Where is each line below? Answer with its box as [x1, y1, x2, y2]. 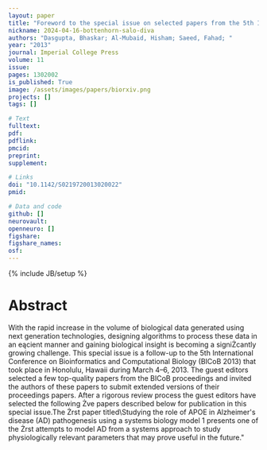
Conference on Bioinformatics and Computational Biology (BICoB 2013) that [8, 356, 257, 366]
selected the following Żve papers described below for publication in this [8, 398, 247, 408]
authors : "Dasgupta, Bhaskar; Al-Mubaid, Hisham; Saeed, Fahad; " [8, 33, 233, 42]
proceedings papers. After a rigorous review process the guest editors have [8, 390, 257, 400]
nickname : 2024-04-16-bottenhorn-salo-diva [8, 26, 155, 34]
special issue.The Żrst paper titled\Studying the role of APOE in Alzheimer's [8, 407, 256, 417]
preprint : [8, 152, 41, 160]
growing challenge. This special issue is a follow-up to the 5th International [8, 347, 254, 358]
